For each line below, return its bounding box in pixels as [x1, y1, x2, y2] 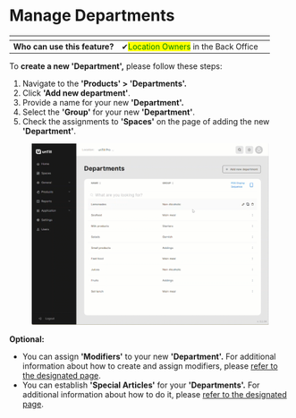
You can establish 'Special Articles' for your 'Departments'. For [21, 380, 260, 390]
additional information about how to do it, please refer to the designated [21, 388, 288, 399]
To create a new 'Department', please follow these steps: [9, 61, 223, 72]
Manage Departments [9, 5, 175, 26]
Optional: [9, 333, 45, 345]
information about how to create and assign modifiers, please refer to [21, 360, 279, 371]
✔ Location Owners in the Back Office [121, 41, 258, 52]
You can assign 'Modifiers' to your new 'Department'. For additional [21, 351, 276, 362]
